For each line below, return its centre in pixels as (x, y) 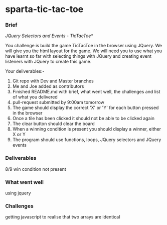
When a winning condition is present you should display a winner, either (87, 129)
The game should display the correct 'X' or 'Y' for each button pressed (86, 108)
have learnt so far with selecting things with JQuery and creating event (78, 56)
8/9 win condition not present (36, 169)
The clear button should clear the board (53, 124)
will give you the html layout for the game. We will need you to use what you (83, 51)
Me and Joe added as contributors (48, 86)
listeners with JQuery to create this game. (48, 62)
